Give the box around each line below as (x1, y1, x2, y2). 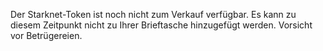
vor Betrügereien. (10, 30, 83, 41)
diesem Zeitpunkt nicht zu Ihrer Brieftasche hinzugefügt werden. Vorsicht (10, 19, 313, 31)
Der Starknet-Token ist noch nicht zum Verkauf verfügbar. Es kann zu (10, 9, 297, 20)
